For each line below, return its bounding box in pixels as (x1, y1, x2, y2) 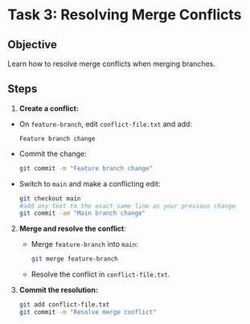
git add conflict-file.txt (18, 301, 110, 309)
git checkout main (18, 195, 81, 203)
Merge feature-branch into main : (31, 240, 138, 249)
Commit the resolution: (18, 285, 98, 295)
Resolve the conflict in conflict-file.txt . (31, 269, 170, 279)
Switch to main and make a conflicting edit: (18, 178, 161, 188)
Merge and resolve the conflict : (18, 224, 126, 234)
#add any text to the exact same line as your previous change (18, 202, 236, 210)
